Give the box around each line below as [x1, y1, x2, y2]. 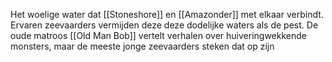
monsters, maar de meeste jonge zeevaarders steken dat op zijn [10, 40, 275, 52]
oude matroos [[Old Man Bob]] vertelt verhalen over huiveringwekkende [10, 30, 308, 41]
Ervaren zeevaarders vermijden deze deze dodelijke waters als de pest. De [10, 19, 319, 31]
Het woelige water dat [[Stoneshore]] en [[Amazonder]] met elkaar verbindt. [10, 9, 324, 20]
